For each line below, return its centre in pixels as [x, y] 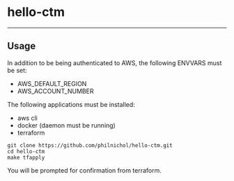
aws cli [28, 118]
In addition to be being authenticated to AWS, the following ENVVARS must [115, 62]
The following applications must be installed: [71, 104]
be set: [17, 70]
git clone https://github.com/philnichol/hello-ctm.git [90, 145]
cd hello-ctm [26, 151]
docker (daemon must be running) [67, 125]
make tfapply [26, 157]
